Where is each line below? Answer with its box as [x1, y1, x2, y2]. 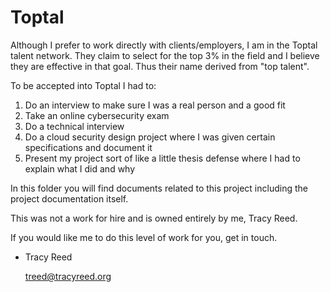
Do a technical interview [24, 120, 125, 132]
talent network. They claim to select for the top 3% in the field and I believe [10, 49, 320, 61]
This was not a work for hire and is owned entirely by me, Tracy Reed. [10, 212, 298, 224]
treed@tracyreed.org [24, 270, 112, 282]
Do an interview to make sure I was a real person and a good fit [24, 99, 286, 111]
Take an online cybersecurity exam [24, 109, 170, 121]
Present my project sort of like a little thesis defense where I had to [24, 152, 301, 164]
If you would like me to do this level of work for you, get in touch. [10, 231, 278, 243]
